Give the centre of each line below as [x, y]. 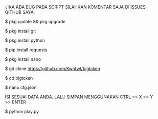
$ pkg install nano [23, 59]
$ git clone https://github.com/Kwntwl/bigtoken [53, 68]
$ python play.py [22, 111]
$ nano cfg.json [21, 87]
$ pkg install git [21, 31]
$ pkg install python [25, 40]
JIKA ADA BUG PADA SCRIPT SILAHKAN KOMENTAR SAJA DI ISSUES [75, 7]
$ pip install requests [26, 50]
